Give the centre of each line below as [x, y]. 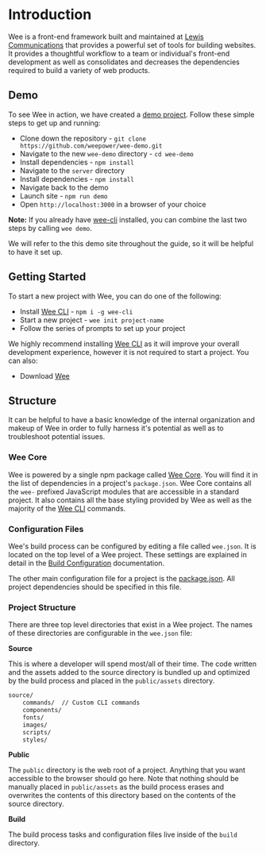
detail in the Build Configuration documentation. [87, 563]
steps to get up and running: [54, 123]
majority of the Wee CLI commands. [67, 508]
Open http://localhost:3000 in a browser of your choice [113, 204]
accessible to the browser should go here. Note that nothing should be [124, 779]
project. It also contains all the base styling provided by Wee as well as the [130, 500]
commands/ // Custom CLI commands [81, 703]
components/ [42, 711]
